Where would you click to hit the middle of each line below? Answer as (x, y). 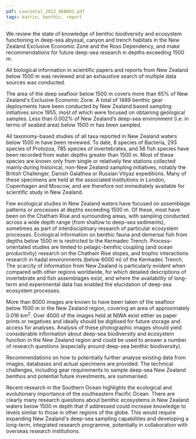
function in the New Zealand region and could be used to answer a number (97, 340)
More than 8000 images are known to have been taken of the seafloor (90, 301)
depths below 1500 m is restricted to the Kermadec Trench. (78, 241)
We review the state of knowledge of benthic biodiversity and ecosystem (94, 33)
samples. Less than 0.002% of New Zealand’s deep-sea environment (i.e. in (97, 118)
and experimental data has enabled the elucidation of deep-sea (95, 284)
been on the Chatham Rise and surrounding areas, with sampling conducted (98, 216)
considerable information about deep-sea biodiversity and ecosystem (90, 334)
